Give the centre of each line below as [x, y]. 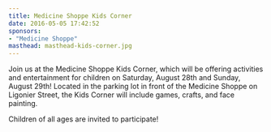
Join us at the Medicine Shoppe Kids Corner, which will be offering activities [136, 69]
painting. [23, 104]
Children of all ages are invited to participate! [84, 119]
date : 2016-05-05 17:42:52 [54, 23]
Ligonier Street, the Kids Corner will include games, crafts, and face [122, 95]
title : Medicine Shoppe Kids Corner [70, 16]
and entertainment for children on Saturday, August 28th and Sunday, [125, 78]
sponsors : [25, 31]
